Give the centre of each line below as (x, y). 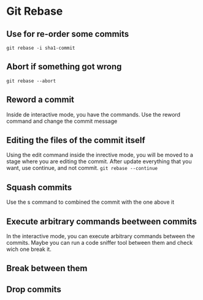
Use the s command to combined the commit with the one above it (90, 202)
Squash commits (39, 187)
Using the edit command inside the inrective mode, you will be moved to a (100, 155)
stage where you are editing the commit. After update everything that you (99, 161)
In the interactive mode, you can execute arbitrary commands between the (101, 236)
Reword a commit (40, 100)
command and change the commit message (62, 121)
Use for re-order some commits (68, 34)
